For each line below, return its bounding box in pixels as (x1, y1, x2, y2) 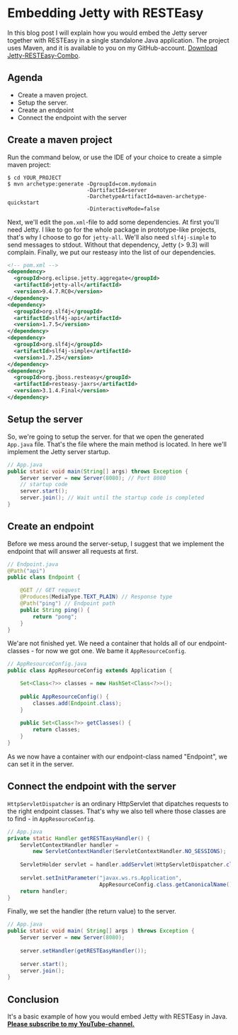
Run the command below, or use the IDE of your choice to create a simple (7, 153, 222, 161)
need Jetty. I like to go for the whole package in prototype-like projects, (7, 225, 217, 234)
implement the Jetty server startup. (7, 447, 111, 456)
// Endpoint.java (7, 560, 59, 568)
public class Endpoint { (7, 574, 81, 581)
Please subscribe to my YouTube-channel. (7, 1020, 135, 1029)
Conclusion (7, 993, 59, 1005)
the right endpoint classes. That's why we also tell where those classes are (7, 807, 227, 815)
